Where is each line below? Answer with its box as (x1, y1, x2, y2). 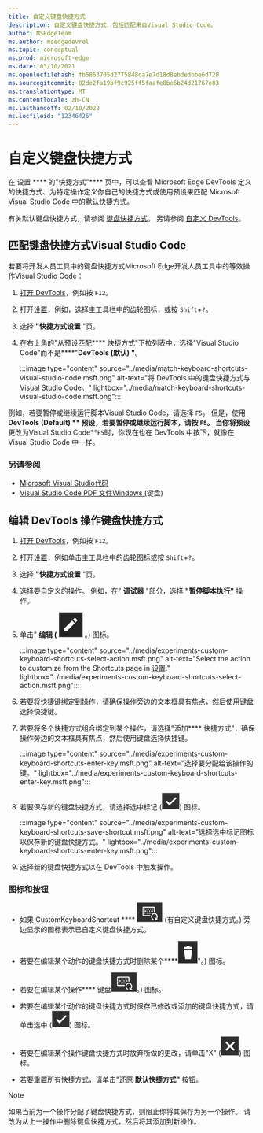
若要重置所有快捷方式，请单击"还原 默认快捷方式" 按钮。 (19, 1075, 203, 1084)
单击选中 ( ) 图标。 (19, 1020, 95, 1030)
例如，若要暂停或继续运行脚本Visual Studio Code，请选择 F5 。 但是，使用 (8, 408, 246, 417)
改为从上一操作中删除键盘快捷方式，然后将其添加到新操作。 (8, 1116, 201, 1126)
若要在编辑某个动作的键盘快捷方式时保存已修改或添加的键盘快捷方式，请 (19, 1002, 254, 1011)
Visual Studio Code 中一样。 (8, 437, 100, 446)
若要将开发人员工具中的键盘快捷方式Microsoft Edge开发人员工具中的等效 (8, 261, 243, 271)
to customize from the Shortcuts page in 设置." (19, 663, 171, 672)
